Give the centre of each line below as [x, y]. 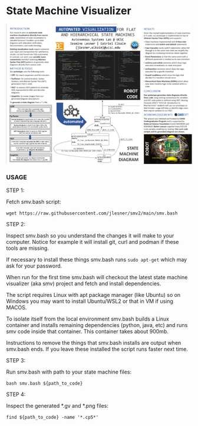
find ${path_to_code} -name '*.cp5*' [52, 417]
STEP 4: [16, 394]
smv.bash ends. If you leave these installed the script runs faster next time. [97, 349]
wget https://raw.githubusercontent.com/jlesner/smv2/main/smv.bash [92, 213]
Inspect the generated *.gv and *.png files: [57, 405]
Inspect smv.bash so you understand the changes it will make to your [90, 235]
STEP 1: [15, 190]
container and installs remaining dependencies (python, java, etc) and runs [97, 325]
